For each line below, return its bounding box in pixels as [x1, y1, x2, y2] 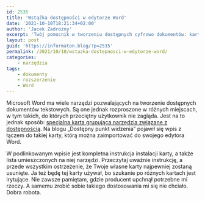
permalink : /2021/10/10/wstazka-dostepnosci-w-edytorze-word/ [6, 49, 168, 55]
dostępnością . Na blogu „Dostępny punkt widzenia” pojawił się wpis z [6, 125, 182, 132]
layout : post [6, 37, 40, 43]
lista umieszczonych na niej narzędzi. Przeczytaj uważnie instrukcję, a [6, 157, 183, 163]
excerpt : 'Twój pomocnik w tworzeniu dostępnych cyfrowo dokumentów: [6, 32, 187, 38]
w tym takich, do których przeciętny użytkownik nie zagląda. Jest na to [6, 112, 185, 119]
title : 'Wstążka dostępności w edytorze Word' [6, 15, 127, 21]
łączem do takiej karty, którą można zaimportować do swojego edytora [6, 132, 185, 139]
